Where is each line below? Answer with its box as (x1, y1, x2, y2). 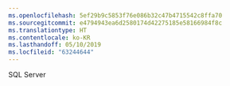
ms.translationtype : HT (8, 26, 88, 34)
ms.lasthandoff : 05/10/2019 (8, 41, 102, 49)
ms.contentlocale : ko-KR (8, 33, 91, 42)
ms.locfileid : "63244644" (8, 48, 94, 56)
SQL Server (8, 70, 46, 79)
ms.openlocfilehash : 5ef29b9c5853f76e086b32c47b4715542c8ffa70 (8, 11, 223, 20)
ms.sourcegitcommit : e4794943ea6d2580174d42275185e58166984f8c (8, 19, 223, 27)
